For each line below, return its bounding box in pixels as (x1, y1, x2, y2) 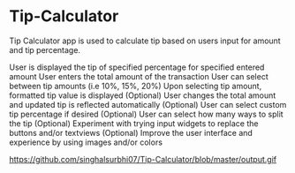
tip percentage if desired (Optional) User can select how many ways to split (9, 109, 284, 119)
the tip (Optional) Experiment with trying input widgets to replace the (9, 117, 259, 129)
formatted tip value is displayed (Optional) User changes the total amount (9, 90, 276, 101)
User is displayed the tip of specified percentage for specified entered (9, 62, 265, 72)
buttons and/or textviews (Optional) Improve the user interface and (9, 127, 253, 138)
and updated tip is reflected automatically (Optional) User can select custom (9, 99, 287, 109)
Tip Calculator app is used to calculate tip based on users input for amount (9, 35, 281, 46)
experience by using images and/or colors (9, 137, 163, 147)
